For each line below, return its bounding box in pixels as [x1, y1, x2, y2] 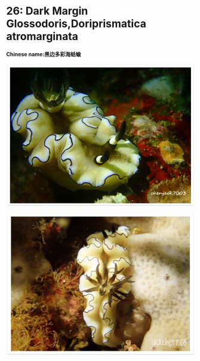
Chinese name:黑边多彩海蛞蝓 [6, 50, 82, 57]
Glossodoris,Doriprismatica [6, 17, 146, 31]
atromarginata [6, 30, 79, 43]
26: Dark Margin [6, 4, 88, 18]
